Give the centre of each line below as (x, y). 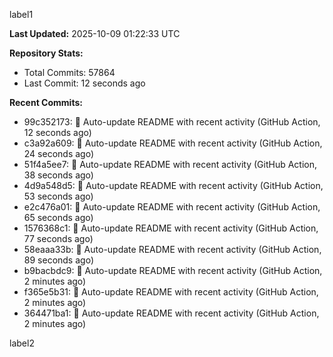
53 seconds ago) (58, 196)
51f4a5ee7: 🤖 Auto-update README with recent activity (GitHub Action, (170, 164)
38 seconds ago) (58, 175)
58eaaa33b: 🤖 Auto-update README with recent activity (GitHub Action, (172, 249)
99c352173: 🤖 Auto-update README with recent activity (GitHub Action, (172, 122)
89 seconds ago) (58, 260)
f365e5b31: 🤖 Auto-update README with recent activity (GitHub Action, (171, 292)
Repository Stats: (46, 53)
